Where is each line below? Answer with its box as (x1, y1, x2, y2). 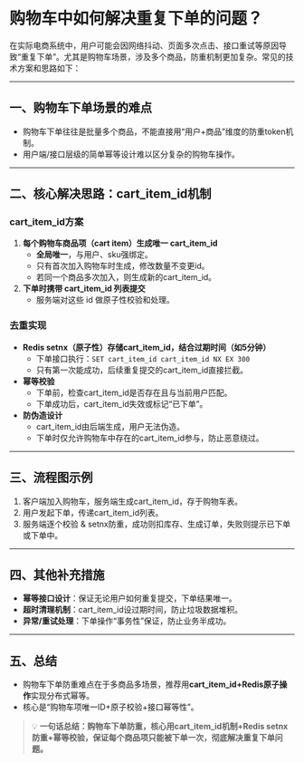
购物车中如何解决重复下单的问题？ (9, 8, 264, 29)
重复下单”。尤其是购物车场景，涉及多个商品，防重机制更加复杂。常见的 (21, 51, 287, 62)
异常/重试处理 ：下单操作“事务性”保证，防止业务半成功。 (22, 615, 232, 626)
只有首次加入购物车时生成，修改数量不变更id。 (35, 260, 210, 272)
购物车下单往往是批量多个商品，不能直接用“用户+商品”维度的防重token (22, 126, 287, 137)
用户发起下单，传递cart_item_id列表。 (22, 507, 164, 517)
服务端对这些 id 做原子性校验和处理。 (35, 295, 175, 305)
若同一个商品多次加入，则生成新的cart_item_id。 (35, 272, 217, 283)
